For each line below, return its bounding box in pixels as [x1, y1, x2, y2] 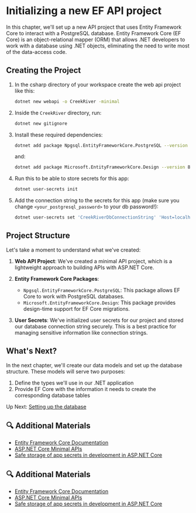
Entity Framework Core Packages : [14, 275, 99, 282]
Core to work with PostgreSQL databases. [23, 293, 125, 300]
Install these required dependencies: [14, 131, 103, 138]
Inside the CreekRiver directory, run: [14, 109, 102, 116]
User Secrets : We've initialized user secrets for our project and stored [14, 317, 184, 324]
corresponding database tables [14, 392, 91, 399]
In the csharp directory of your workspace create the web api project [14, 81, 181, 88]
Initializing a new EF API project [6, 4, 162, 18]
